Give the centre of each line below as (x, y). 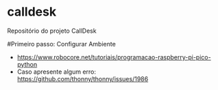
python (27, 64)
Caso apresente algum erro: (57, 72)
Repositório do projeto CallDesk (52, 31)
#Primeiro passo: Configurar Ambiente (62, 44)
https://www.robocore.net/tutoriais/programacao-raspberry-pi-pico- (114, 57)
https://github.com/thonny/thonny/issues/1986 (83, 78)
